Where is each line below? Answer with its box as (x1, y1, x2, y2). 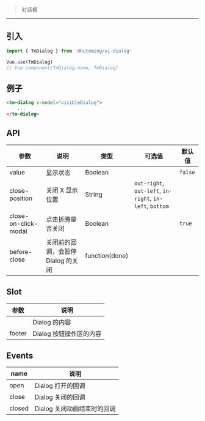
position (9, 194, 32, 203)
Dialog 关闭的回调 (34, 393, 85, 401)
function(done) (85, 251, 129, 259)
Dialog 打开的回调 (34, 382, 85, 390)
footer (9, 329, 27, 337)
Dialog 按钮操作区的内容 (32, 329, 102, 338)
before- (9, 247, 32, 256)
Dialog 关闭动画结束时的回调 (34, 404, 116, 413)
